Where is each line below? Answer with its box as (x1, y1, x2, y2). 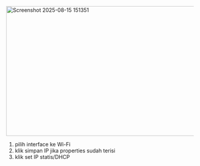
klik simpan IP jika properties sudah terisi (14, 147, 115, 154)
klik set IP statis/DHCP (14, 154, 70, 160)
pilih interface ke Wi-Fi (14, 141, 71, 148)
